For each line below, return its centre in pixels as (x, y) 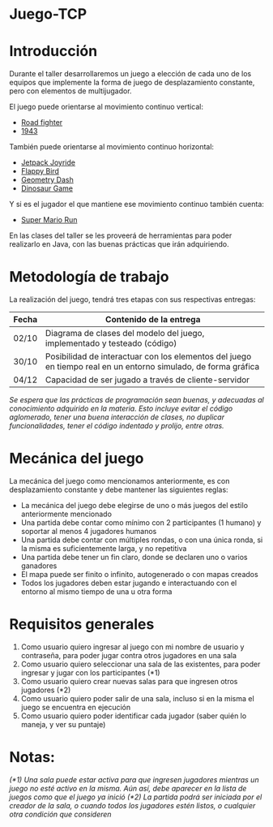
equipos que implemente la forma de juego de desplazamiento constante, (132, 83)
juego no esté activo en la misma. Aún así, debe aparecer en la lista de (128, 788)
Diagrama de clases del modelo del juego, (125, 334)
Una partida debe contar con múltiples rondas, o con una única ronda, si (142, 540)
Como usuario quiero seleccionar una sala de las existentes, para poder (141, 664)
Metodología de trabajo (89, 277)
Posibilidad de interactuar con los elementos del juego (148, 356)
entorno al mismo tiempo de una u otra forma (96, 592)
